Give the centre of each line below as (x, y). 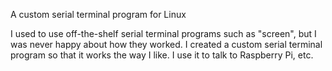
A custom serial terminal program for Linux (98, 14)
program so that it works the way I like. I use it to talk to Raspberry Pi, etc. (162, 55)
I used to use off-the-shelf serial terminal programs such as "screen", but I (163, 33)
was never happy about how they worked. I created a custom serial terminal (166, 44)
